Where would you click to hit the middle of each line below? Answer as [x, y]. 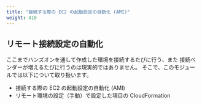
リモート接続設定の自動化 [55, 44]
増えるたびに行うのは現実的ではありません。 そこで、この [101, 67]
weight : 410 [21, 18]
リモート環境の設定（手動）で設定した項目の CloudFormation [93, 96]
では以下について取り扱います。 [52, 75]
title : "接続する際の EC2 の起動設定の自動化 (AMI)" [68, 12]
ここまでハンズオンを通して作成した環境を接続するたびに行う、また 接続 [99, 60]
